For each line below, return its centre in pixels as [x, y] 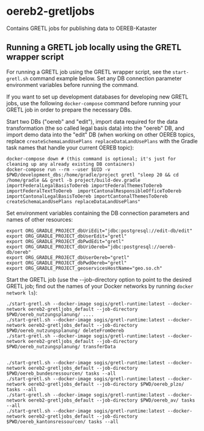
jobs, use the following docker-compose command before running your [94, 103]
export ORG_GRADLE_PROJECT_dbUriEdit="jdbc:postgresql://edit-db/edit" [99, 231]
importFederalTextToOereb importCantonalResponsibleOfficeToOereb [94, 191]
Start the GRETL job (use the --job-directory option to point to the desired [99, 279]
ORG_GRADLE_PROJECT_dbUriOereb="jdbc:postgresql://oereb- [100, 247]
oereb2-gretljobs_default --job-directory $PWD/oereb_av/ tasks [112, 400]
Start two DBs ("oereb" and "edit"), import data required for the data [92, 121]
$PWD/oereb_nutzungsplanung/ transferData [61, 347]
